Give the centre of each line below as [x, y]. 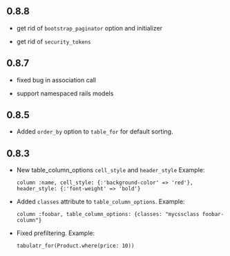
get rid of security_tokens [54, 42]
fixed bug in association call [56, 80]
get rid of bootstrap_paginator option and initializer [89, 28]
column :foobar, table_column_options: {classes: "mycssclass [108, 214]
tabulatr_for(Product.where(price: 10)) [75, 246]
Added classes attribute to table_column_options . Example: [100, 202]
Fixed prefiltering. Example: [55, 233]
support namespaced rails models [65, 93]
